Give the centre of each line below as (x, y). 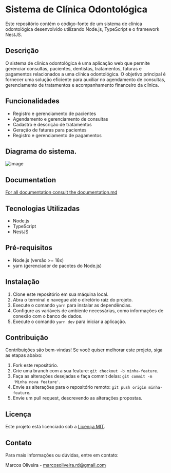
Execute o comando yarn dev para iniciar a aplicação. (70, 321)
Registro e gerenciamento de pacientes (54, 113)
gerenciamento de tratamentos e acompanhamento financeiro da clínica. (82, 85)
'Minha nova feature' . (36, 382)
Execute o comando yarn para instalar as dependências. (72, 305)
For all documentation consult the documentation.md (61, 192)
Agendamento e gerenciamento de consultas (60, 119)
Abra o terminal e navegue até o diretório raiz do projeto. (73, 299)
